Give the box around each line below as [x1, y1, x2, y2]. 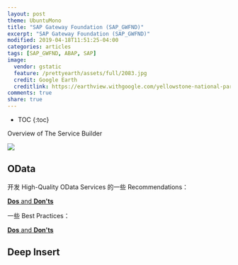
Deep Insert [7, 246, 60, 259]
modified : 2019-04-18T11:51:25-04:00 [7, 37, 119, 44]
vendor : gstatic [13, 63, 62, 70]
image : [7, 57, 27, 64]
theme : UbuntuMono [7, 17, 62, 24]
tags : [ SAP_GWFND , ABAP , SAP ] [7, 50, 97, 57]
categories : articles [7, 43, 72, 50]
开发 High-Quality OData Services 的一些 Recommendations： [7, 182, 189, 191]
